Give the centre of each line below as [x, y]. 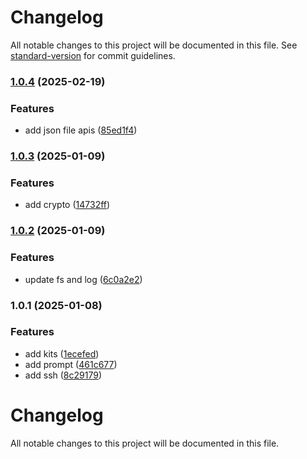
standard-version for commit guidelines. [93, 55]
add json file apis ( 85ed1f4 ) [81, 130]
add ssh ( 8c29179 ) [63, 375]
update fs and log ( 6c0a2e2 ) [83, 279]
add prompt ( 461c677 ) [71, 364]
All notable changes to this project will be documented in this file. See [154, 45]
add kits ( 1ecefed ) [62, 353]
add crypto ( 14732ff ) [67, 205]
